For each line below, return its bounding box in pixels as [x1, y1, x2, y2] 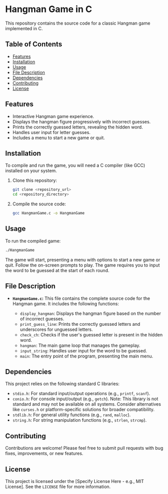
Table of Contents [5, 40, 63, 49]
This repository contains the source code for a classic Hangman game [5, 20, 150, 26]
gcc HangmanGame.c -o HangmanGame [12, 211, 85, 216]
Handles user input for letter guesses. [12, 129, 91, 135]
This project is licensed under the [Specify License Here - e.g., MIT [5, 478, 144, 484]
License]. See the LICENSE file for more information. [5, 483, 111, 489]
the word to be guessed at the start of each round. [5, 267, 109, 273]
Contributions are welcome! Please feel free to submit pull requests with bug [5, 445, 163, 451]
